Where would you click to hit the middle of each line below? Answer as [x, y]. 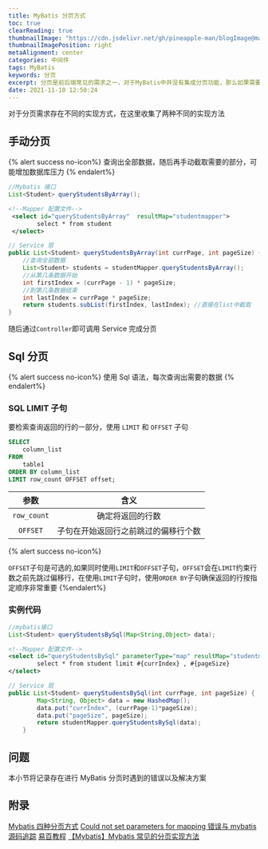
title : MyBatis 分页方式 [47, 16]
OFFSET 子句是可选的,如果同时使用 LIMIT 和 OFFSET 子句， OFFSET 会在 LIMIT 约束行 [133, 567]
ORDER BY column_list [44, 472]
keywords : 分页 [32, 75]
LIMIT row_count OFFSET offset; [62, 479]
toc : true [25, 23]
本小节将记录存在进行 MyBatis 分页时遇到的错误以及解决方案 [107, 778]
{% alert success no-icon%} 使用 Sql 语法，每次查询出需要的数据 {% [121, 377]
